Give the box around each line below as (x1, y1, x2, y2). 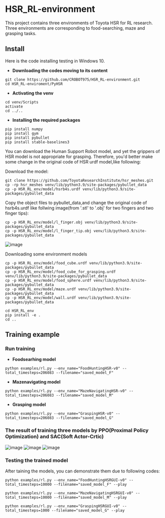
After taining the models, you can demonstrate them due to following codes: (5, 468, 160, 474)
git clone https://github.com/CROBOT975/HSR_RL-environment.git (5, 77, 140, 82)
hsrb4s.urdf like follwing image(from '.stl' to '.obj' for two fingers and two (5, 205, 154, 211)
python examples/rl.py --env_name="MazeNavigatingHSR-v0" (5, 389, 127, 394)
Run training (5, 345, 36, 352)
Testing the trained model (5, 457, 68, 464)
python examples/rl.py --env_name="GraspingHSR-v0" (5, 411, 114, 416)
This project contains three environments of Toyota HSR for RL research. (5, 20, 153, 26)
